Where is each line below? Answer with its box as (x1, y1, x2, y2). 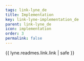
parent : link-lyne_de (5, 21, 52, 27)
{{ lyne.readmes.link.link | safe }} (5, 49, 75, 56)
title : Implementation (5, 12, 54, 17)
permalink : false (5, 36, 43, 41)
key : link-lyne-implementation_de (5, 17, 79, 22)
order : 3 (5, 31, 24, 36)
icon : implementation (5, 26, 52, 32)
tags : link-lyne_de (5, 7, 47, 13)
